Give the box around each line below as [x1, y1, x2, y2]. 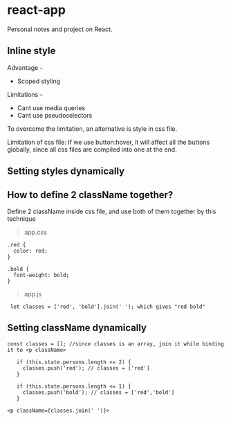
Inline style [7, 45, 56, 57]
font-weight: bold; [13, 271, 70, 278]
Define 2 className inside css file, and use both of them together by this [7, 207, 216, 215]
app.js [24, 289, 42, 298]
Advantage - [7, 63, 43, 71]
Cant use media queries [17, 103, 85, 112]
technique [7, 214, 36, 223]
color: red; [13, 247, 48, 254]
